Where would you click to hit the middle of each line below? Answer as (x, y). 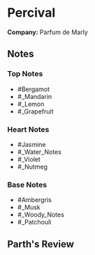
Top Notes (25, 74)
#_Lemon (31, 104)
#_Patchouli (34, 222)
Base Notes (27, 185)
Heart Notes (28, 129)
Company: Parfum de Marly (48, 32)
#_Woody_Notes (41, 215)
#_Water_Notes (39, 152)
